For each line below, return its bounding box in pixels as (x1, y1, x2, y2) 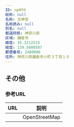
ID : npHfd (5, 7, 26, 13)
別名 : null (5, 26, 27, 31)
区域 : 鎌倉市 (5, 36, 29, 41)
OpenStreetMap (22, 114, 60, 121)
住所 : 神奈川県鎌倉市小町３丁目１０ (5, 54, 70, 59)
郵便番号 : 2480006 (5, 49, 41, 54)
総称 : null (5, 12, 27, 17)
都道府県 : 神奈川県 (5, 31, 40, 36)
